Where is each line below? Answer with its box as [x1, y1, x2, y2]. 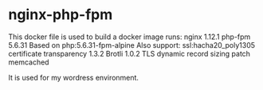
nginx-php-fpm [8, 6, 113, 24]
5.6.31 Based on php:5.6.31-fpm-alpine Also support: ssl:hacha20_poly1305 [8, 40, 256, 49]
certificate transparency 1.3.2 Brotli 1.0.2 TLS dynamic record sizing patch [8, 49, 251, 58]
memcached [8, 57, 49, 67]
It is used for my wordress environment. [8, 72, 139, 82]
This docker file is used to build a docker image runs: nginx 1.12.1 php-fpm [8, 32, 251, 41]
